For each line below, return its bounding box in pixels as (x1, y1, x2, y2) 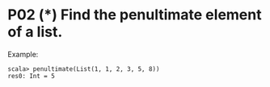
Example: (7, 49, 39, 59)
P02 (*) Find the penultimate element (7, 6, 262, 24)
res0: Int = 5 (7, 72, 56, 80)
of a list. (7, 23, 63, 41)
